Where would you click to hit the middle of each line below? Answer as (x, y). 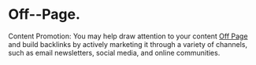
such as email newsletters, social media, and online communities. (114, 52)
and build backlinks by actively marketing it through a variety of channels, (128, 44)
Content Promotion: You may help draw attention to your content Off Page (128, 36)
